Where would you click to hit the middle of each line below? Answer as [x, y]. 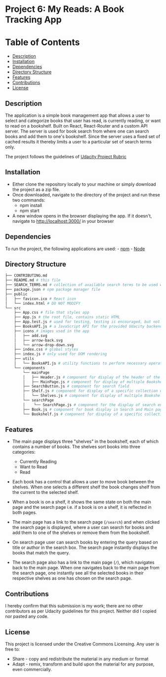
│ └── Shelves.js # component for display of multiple [83, 396]
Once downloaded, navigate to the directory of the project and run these [86, 195]
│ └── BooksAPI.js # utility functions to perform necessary [81, 363]
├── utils [24, 359]
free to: [13, 649]
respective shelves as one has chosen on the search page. [72, 578]
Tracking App [33, 20]
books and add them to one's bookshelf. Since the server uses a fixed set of [83, 136]
